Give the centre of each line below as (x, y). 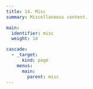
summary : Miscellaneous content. (47, 17)
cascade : (17, 50)
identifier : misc (33, 33)
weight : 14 (25, 39)
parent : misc (43, 77)
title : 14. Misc (26, 11)
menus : (25, 65)
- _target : (25, 55)
